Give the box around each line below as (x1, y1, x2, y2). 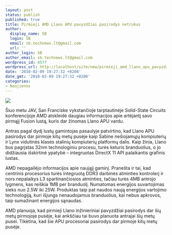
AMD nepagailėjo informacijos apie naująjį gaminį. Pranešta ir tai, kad (5, 165, 151, 171)
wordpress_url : (5, 64, 38, 69)
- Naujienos (5, 83, 31, 88)
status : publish (5, 12, 40, 17)
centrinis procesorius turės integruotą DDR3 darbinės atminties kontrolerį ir (5, 170, 164, 176)
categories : (5, 79, 31, 84)
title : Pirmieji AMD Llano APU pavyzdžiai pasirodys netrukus (5, 21, 141, 27)
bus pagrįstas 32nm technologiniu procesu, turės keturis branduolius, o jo (5, 144, 161, 150)
